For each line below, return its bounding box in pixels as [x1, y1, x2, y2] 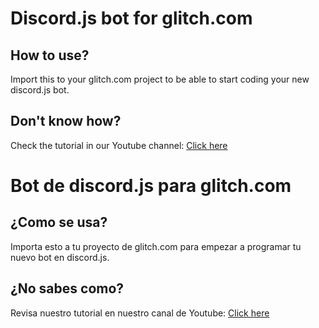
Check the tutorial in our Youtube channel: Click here [10, 139, 228, 151]
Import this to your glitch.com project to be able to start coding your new [10, 73, 310, 85]
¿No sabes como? [10, 280, 125, 297]
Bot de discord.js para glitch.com [10, 175, 292, 197]
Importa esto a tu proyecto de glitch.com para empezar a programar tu [10, 240, 302, 252]
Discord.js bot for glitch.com [10, 7, 253, 30]
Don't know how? [10, 113, 122, 130]
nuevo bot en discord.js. [10, 251, 110, 263]
